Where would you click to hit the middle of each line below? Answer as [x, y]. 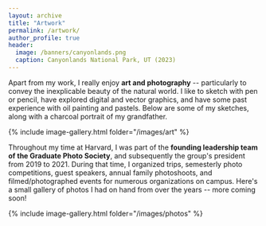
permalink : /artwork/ [44, 30]
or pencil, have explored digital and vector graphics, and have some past [128, 99]
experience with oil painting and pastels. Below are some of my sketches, [129, 107]
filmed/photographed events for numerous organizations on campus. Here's [133, 181]
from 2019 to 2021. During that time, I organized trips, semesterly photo [125, 164]
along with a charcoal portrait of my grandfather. [88, 116]
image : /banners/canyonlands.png [71, 53]
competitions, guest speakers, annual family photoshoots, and [110, 173]
